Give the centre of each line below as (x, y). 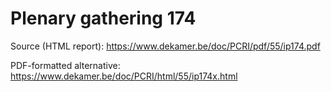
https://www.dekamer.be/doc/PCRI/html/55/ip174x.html (124, 76)
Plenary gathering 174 (103, 18)
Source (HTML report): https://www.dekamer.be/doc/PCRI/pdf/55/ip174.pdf (165, 46)
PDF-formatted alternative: (65, 65)
